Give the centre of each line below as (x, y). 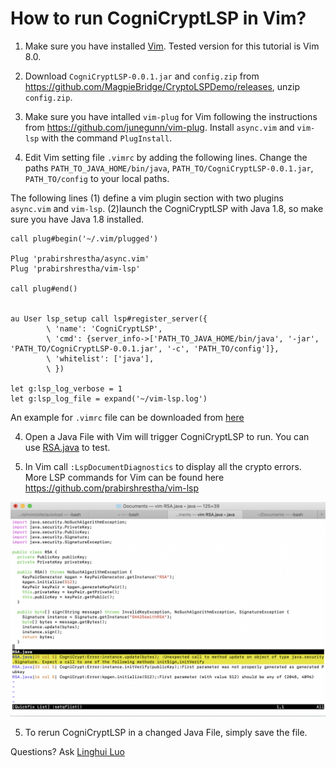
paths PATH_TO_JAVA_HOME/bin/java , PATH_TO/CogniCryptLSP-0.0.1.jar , (169, 168)
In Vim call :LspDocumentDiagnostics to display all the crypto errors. (163, 466)
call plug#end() (44, 288)
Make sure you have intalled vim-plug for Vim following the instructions (171, 116)
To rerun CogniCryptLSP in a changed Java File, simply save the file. (166, 732)
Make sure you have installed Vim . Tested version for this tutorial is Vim (172, 46)
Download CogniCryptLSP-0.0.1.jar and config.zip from (142, 76)
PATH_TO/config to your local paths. (97, 178)
